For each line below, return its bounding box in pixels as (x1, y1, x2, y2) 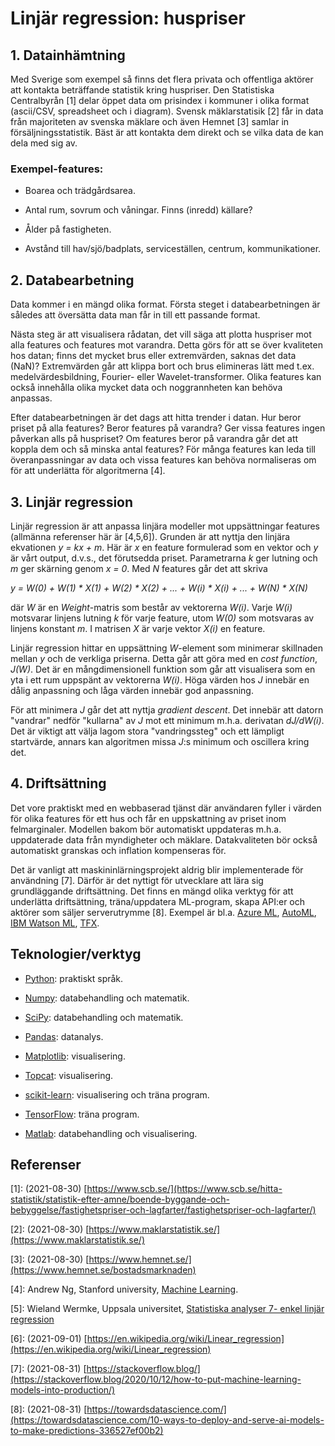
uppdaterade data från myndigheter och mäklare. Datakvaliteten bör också (10, 833, 318, 846)
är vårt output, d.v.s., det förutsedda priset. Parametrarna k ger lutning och (10, 552, 318, 564)
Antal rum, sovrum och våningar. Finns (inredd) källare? (24, 204, 253, 216)
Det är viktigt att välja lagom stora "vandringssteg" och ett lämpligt (10, 725, 285, 737)
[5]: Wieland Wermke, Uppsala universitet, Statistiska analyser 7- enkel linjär (10, 1303, 325, 1315)
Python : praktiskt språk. (24, 972, 124, 984)
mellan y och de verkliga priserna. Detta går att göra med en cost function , (10, 652, 318, 664)
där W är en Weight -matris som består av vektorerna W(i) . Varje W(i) (10, 601, 293, 613)
